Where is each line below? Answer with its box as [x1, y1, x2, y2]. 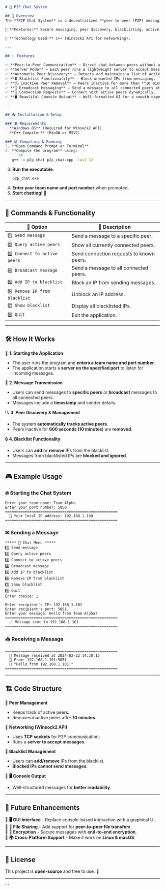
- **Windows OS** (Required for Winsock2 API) [5, 125, 102, 130]
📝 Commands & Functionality [5, 209, 96, 217]
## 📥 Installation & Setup [5, 112, 62, 117]
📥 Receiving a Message [5, 636, 64, 643]
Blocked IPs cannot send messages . [12, 763, 88, 769]
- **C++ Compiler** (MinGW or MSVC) [5, 130, 80, 135]
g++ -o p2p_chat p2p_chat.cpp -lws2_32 [11, 157, 93, 162]
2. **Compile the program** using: [5, 148, 78, 153]
